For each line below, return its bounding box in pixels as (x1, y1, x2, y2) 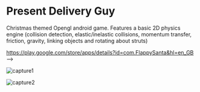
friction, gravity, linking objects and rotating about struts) (6, 37, 148, 44)
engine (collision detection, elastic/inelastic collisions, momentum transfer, (6, 30, 192, 38)
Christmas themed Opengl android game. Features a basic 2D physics (6, 24, 181, 31)
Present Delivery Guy (6, 4, 115, 18)
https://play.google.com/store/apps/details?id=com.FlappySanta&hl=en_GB (6, 48, 194, 56)
